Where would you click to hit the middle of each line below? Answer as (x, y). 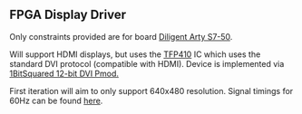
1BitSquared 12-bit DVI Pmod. (64, 73)
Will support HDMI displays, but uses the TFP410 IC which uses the (135, 54)
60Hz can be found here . (56, 100)
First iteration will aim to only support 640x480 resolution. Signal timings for (151, 90)
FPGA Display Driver (68, 15)
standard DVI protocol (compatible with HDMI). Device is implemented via (147, 63)
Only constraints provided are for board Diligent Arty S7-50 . (121, 36)
